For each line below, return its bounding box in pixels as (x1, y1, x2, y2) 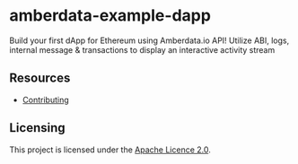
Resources (9, 71, 71, 86)
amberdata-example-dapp (9, 5, 211, 26)
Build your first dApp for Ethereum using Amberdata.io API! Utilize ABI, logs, (9, 35, 290, 46)
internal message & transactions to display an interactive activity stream (9, 44, 276, 55)
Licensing (9, 120, 66, 135)
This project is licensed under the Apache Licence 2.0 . (9, 144, 211, 155)
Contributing (22, 94, 69, 105)
